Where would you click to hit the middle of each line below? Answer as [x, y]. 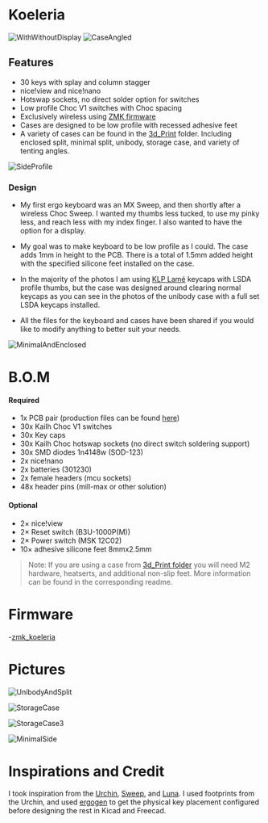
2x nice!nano [41, 461]
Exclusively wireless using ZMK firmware [88, 116]
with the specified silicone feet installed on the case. [107, 263]
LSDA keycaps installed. [60, 305]
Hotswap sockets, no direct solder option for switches [109, 99]
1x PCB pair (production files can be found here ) [100, 418]
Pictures [37, 669]
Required [24, 400]
